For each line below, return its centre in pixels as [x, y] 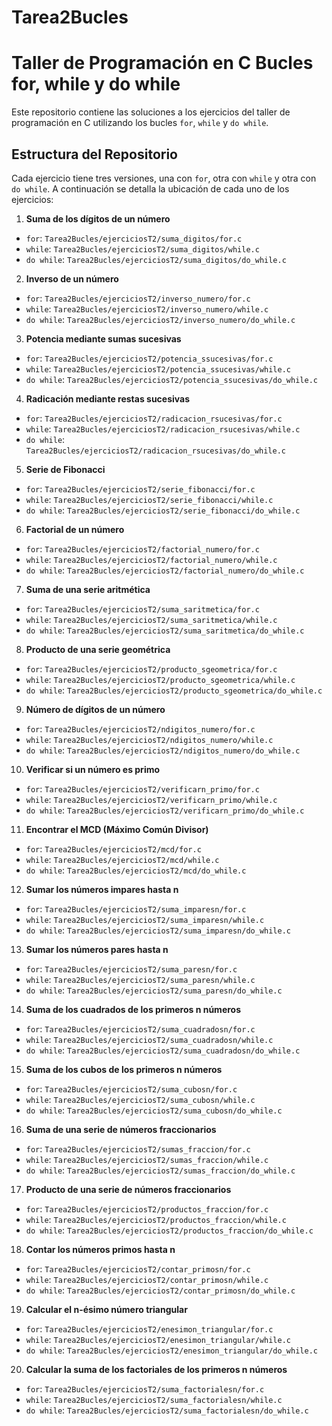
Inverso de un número [72, 278]
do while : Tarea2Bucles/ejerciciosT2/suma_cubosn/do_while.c [154, 1110]
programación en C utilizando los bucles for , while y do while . [140, 123]
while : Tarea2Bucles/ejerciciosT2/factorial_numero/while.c [151, 559]
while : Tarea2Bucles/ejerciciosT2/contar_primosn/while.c [147, 1279]
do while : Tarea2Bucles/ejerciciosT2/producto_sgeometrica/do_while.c [174, 690]
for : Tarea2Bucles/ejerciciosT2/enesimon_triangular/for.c [149, 1328]
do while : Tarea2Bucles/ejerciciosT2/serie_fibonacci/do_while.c [163, 510]
